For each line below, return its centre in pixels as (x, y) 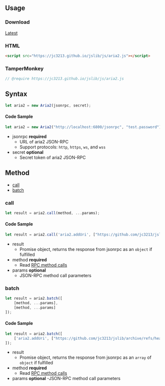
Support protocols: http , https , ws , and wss (63, 147)
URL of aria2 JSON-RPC (44, 141)
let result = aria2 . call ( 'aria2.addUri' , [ (50, 234)
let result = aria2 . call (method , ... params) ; (52, 213)
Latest (12, 33)
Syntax (16, 94)
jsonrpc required (29, 136)
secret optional (28, 152)
